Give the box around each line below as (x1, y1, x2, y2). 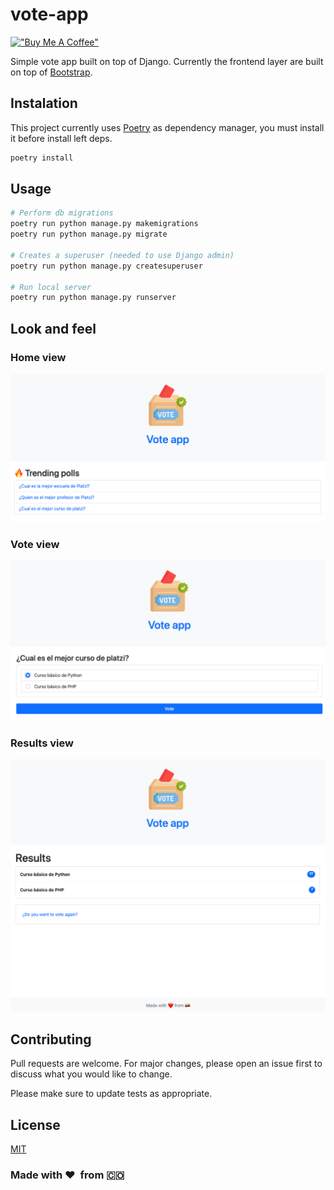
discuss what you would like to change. (10, 1068, 173, 1080)
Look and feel (10, 320, 97, 337)
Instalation (10, 95, 78, 112)
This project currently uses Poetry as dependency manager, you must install (10, 121, 325, 133)
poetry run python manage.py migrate (10, 229, 168, 240)
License (10, 1116, 61, 1133)
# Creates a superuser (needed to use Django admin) (10, 250, 235, 260)
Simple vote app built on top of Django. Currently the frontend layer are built (10, 55, 324, 67)
